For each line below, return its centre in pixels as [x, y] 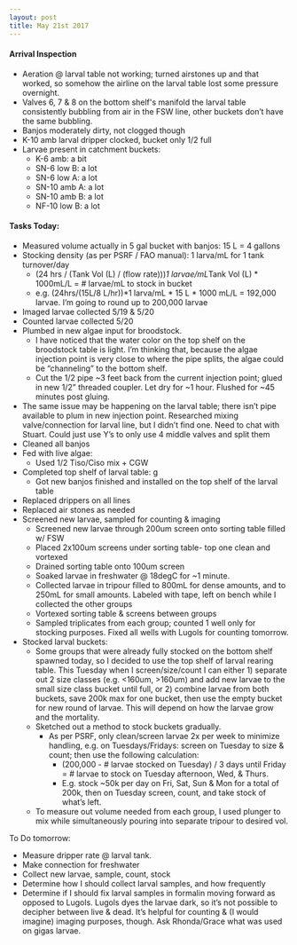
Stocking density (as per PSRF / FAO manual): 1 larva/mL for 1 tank [143, 255]
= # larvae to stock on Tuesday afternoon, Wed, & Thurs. [165, 774]
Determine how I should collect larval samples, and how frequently [144, 883]
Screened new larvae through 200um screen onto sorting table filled [160, 528]
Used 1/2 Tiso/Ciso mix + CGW [92, 462]
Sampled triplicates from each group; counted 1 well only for [145, 623]
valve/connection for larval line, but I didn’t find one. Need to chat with [151, 425]
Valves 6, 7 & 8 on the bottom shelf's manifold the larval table [134, 102]
